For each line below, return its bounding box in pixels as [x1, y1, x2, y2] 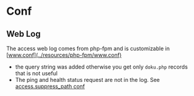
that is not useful [15, 70, 58, 77]
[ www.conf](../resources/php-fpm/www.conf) [6, 51, 122, 59]
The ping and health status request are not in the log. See [15, 76, 160, 83]
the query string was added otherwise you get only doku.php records [15, 63, 188, 70]
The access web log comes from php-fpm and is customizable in [6, 45, 170, 52]
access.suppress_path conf [15, 83, 85, 90]
